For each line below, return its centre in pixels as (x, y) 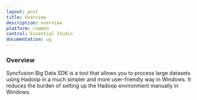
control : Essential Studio (40, 34)
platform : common (28, 28)
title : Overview (26, 17)
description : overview (34, 23)
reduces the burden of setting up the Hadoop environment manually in (92, 86)
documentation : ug (29, 39)
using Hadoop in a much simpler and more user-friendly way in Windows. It (99, 79)
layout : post (22, 12)
